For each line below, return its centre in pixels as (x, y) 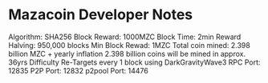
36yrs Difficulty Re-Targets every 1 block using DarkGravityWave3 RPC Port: (134, 62)
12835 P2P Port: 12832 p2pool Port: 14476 (78, 70)
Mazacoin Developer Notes (101, 15)
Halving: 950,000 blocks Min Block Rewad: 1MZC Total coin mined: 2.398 (129, 45)
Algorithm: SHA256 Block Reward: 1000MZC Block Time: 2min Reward (125, 37)
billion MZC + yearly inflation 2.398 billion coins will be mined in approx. (127, 53)
